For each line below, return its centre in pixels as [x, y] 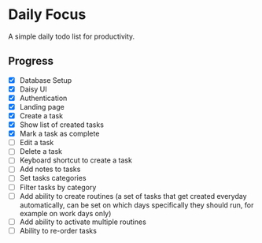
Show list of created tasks [62, 125]
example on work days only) [65, 213]
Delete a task [41, 151]
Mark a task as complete [59, 134]
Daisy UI [33, 89]
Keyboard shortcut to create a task [76, 160]
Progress [31, 61]
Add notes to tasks [50, 169]
